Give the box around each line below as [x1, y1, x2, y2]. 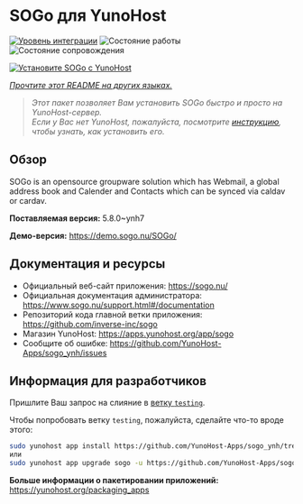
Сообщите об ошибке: [22, 337, 108, 348]
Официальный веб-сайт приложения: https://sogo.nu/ [22, 280, 228, 291]
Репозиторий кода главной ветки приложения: [22, 308, 203, 320]
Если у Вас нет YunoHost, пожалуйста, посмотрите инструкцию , [31, 116, 282, 127]
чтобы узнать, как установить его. [31, 125, 165, 136]
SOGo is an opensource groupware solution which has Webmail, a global [9, 176, 280, 187]
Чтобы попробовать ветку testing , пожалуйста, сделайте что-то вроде [9, 415, 284, 426]
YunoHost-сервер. [31, 106, 102, 117]
